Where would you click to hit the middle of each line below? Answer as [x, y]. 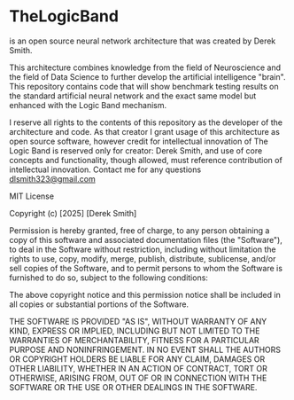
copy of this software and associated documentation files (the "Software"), [146, 239]
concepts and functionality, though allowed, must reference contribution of [146, 160]
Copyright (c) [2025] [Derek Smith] [73, 213]
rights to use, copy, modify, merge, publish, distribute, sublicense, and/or [143, 258]
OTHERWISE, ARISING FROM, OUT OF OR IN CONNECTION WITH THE [138, 378]
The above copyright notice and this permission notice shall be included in [145, 294]
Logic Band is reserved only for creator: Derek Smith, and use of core [136, 150]
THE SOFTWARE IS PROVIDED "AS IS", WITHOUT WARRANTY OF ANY [138, 321]
